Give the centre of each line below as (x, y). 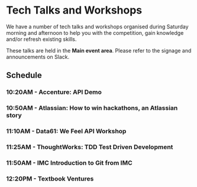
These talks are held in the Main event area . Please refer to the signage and (99, 50)
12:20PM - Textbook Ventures (50, 179)
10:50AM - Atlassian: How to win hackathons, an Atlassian (92, 108)
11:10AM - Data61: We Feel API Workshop (66, 132)
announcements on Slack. (38, 57)
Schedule (24, 75)
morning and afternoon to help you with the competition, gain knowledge (95, 32)
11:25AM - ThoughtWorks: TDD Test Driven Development (90, 147)
